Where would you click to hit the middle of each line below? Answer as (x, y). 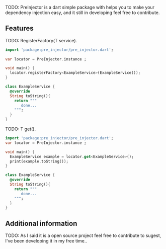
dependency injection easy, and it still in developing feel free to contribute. (82, 13)
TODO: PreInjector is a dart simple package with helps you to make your (80, 7)
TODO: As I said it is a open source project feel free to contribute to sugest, (83, 235)
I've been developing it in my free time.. (46, 241)
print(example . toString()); (39, 161)
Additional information (41, 223)
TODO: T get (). (21, 129)
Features (19, 28)
